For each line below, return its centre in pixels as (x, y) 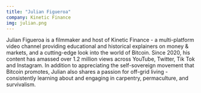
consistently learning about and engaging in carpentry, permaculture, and (97, 78)
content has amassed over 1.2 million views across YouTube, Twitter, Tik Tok (100, 59)
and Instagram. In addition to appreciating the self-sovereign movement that (100, 65)
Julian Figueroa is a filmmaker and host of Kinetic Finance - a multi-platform (100, 40)
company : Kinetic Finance (38, 17)
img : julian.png (26, 23)
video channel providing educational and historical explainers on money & (97, 46)
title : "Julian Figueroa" (38, 12)
